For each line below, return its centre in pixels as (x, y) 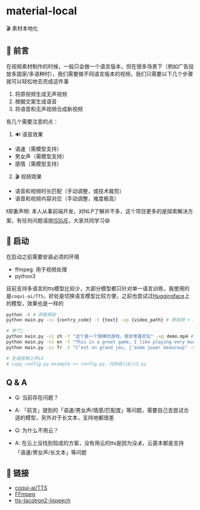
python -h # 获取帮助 (31, 315)
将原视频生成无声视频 (41, 94)
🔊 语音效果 (29, 134)
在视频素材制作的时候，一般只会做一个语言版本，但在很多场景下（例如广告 (97, 66)
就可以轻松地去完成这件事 (37, 81)
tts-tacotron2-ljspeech (43, 500)
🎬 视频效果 (28, 176)
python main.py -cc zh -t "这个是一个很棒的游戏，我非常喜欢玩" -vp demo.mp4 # (100, 337)
